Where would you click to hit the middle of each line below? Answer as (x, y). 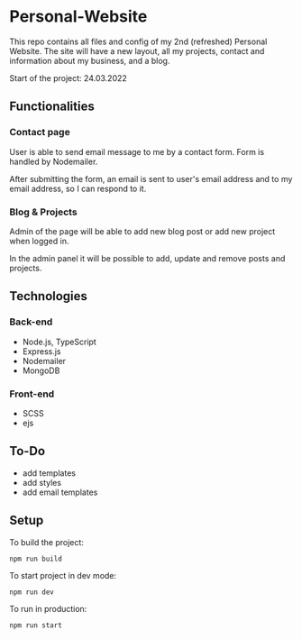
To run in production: (48, 608)
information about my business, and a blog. (90, 60)
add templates (49, 473)
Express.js (41, 351)
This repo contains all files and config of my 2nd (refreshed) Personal (138, 41)
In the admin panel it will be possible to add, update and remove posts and (147, 258)
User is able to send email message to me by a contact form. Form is (137, 151)
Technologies (49, 296)
